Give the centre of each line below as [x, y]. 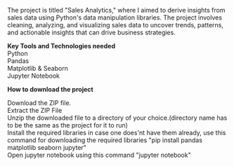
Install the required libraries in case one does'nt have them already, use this [117, 133]
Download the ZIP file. [39, 103]
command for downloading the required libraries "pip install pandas [105, 140]
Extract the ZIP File [35, 110]
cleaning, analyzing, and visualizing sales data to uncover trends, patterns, [115, 25]
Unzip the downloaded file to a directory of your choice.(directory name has [117, 118]
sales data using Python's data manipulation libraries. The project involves [115, 18]
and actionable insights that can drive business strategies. [91, 32]
